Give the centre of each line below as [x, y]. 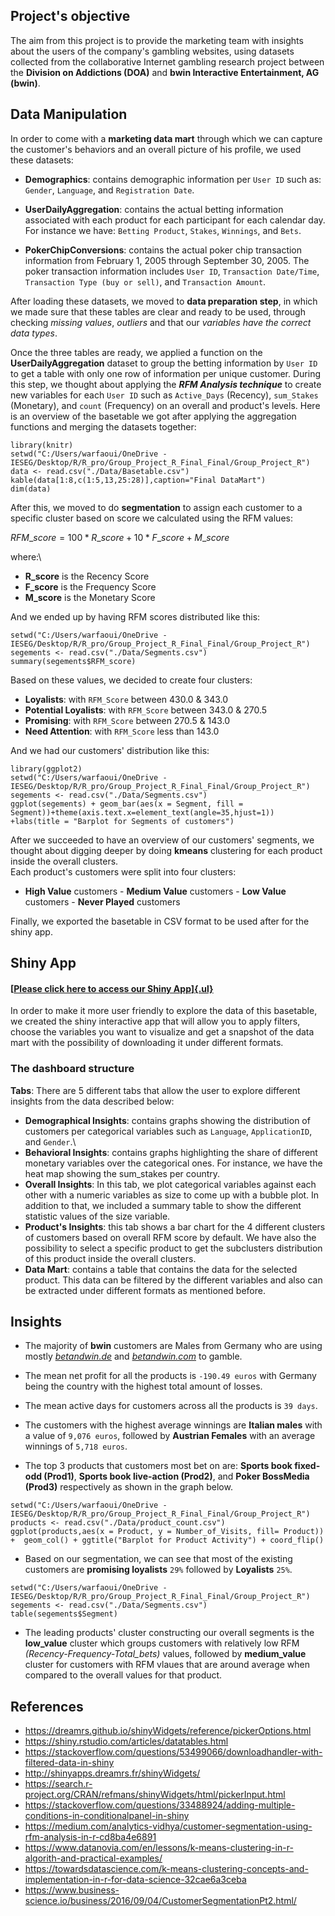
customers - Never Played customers [102, 901]
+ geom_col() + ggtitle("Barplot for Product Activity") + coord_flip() [167, 1540]
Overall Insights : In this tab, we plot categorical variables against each [170, 1184]
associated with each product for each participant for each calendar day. [175, 220]
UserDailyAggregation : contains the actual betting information [154, 209]
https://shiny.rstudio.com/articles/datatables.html [126, 1741]
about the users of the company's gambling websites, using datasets [152, 51]
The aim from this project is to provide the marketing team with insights [157, 40]
